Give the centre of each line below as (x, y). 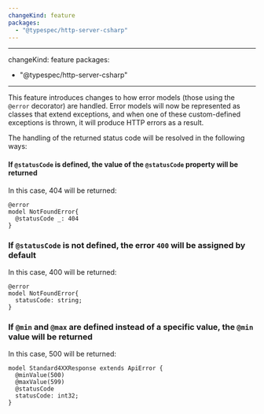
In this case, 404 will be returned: (62, 190)
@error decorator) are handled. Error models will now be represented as (125, 106)
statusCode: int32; (47, 396)
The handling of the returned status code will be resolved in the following (126, 138)
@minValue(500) (40, 375)
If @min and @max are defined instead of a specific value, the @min (131, 327)
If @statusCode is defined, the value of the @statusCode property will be (123, 164)
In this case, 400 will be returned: (62, 272)
